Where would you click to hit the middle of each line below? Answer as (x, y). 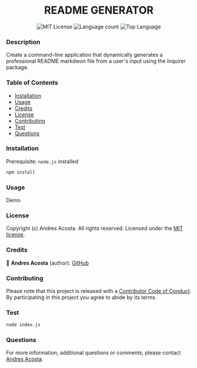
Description (23, 42)
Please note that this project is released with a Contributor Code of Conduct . (99, 291)
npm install (21, 172)
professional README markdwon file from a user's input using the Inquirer (96, 61)
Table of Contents (32, 83)
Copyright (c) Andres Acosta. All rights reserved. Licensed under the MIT (95, 229)
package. (17, 67)
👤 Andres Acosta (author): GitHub (48, 263)
